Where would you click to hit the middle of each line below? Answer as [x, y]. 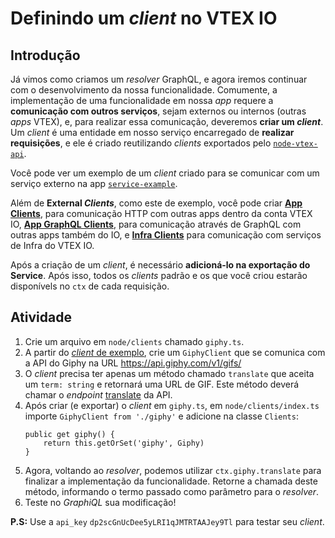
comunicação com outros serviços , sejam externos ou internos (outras [158, 111]
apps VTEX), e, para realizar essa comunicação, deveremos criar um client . [167, 121]
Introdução [45, 55]
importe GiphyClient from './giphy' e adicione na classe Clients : [161, 416]
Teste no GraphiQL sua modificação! [100, 502]
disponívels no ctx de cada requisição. [90, 286]
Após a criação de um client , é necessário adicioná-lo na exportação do [160, 265]
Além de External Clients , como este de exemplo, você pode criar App [156, 203]
